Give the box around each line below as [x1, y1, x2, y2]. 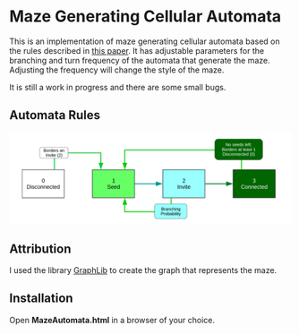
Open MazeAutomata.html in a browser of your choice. [9, 314, 216, 325]
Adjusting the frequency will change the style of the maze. [9, 64, 225, 75]
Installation [9, 291, 73, 306]
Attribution [9, 241, 72, 256]
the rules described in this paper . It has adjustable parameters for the [9, 45, 265, 56]
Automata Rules [9, 107, 101, 123]
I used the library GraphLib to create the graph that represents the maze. [9, 264, 278, 275]
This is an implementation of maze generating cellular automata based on [9, 36, 280, 47]
